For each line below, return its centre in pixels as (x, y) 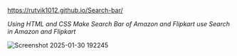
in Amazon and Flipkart (42, 32)
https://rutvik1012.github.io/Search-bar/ (65, 10)
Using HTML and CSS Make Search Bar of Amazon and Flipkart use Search (118, 24)
